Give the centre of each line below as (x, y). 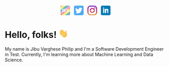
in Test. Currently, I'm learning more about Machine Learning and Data (79, 55)
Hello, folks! (31, 35)
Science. (14, 60)
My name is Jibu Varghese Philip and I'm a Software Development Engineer (84, 49)
